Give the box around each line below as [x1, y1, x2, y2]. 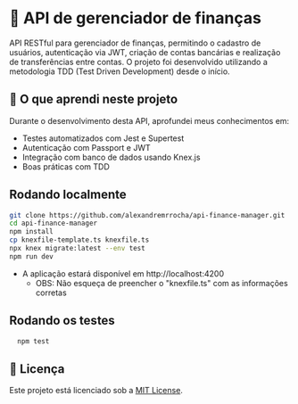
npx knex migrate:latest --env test [9, 244, 145, 253]
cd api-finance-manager [9, 218, 98, 228]
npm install [9, 227, 54, 236]
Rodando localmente [9, 187, 127, 202]
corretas [35, 287, 67, 298]
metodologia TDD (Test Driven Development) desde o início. [9, 66, 230, 77]
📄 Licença [9, 361, 65, 376]
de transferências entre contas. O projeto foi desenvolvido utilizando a [9, 56, 268, 67]
